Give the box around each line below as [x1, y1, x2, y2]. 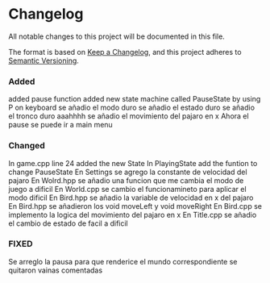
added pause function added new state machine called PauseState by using [8, 94, 261, 104]
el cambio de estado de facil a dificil [8, 218, 129, 228]
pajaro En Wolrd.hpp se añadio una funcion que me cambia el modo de [8, 175, 244, 185]
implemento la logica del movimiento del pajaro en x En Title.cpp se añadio [8, 210, 257, 219]
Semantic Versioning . [8, 56, 79, 65]
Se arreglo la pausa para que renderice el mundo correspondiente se [8, 256, 238, 266]
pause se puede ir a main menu [8, 120, 113, 130]
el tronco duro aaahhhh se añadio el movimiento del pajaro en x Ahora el [8, 111, 249, 121]
